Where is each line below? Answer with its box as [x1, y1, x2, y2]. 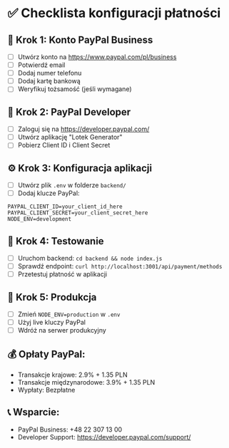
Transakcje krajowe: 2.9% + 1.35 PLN [17, 370, 128, 379]
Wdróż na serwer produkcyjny [17, 326, 107, 335]
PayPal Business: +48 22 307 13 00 [17, 425, 123, 434]
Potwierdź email [17, 61, 66, 69]
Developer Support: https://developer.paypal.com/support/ [17, 432, 191, 441]
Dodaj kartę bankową [17, 77, 81, 85]
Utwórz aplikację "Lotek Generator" [17, 133, 123, 142]
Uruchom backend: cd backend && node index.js [17, 254, 163, 263]
